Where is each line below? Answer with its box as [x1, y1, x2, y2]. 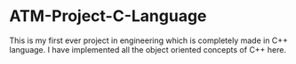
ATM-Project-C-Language [9, 6, 207, 26]
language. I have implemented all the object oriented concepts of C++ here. [9, 44, 287, 54]
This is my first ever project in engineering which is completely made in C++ [9, 35, 289, 46]
